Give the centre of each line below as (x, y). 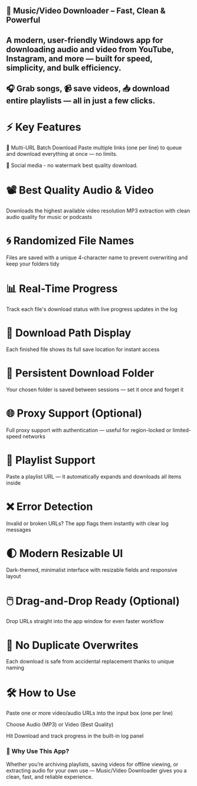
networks (34, 436)
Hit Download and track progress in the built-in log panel (75, 736)
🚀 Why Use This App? (38, 751)
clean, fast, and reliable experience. (50, 777)
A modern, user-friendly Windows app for (85, 40)
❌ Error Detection (50, 507)
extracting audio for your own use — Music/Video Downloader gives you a (96, 770)
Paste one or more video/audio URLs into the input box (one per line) (89, 713)
